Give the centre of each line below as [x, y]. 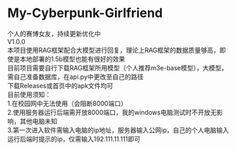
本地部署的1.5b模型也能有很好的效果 [73, 59]
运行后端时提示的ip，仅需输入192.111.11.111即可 [74, 139]
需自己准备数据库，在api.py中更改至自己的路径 [76, 77]
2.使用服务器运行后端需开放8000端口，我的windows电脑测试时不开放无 [112, 112]
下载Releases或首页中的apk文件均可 [60, 85]
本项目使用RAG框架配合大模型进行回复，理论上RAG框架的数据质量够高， [114, 50]
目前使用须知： [29, 95]
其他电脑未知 [38, 121]
